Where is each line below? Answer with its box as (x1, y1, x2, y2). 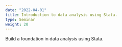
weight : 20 (5, 21, 29, 27)
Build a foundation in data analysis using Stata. (5, 36, 104, 42)
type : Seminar (5, 17, 36, 22)
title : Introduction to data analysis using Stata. (5, 12, 117, 17)
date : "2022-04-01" (5, 7, 47, 13)
